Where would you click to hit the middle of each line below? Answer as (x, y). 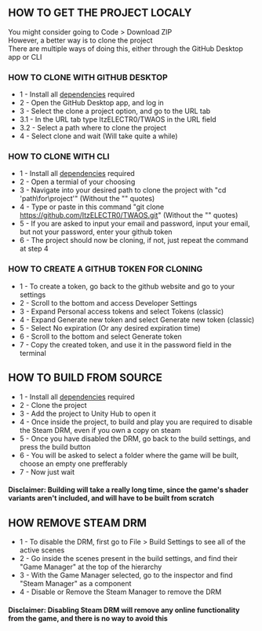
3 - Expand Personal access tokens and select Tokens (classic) (122, 311)
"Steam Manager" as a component (75, 583)
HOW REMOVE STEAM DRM (78, 523)
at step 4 (34, 249)
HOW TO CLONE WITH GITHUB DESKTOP (88, 77)
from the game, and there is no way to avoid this (88, 618)
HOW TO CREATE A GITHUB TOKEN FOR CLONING (106, 269)
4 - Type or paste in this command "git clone (92, 207)
